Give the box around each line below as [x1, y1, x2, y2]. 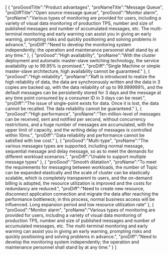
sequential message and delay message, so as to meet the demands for [5, 148, 154, 154]
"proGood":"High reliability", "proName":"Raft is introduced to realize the [5, 74, 155, 79]
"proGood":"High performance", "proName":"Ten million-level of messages [5, 111, 161, 117]
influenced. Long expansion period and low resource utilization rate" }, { [5, 202, 154, 207]
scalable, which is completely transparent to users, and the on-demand [5, 175, 153, 181]
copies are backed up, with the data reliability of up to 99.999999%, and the [5, 84, 163, 90]
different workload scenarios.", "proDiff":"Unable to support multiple [5, 154, 146, 160]
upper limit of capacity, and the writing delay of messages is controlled [5, 127, 152, 133]
